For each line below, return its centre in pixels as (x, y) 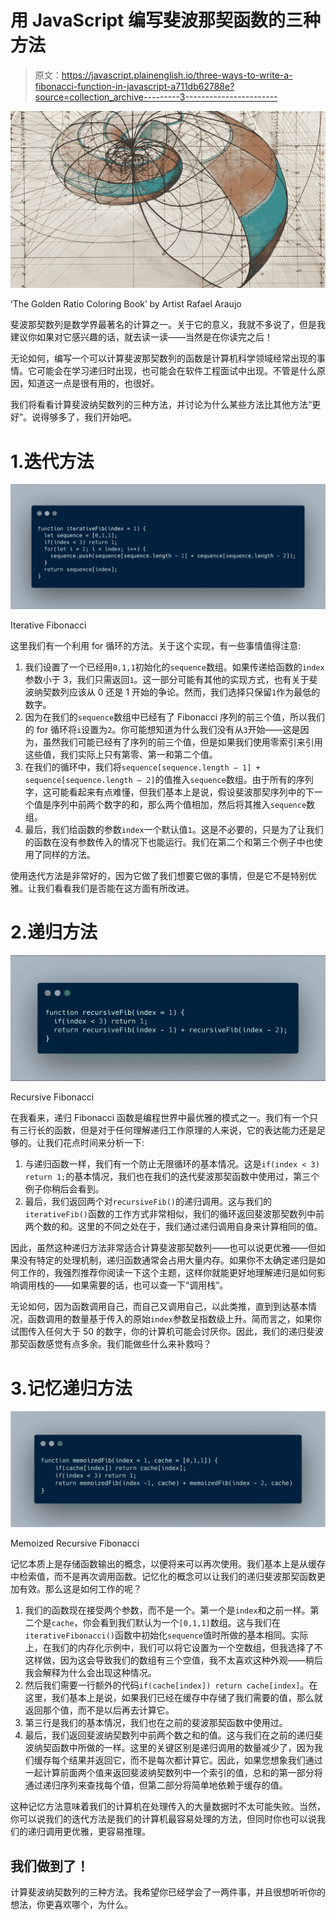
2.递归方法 (54, 932)
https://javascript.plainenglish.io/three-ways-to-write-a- (177, 75)
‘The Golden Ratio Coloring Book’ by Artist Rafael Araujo (126, 304)
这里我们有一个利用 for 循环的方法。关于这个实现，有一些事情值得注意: (156, 646)
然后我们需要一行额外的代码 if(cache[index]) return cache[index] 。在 (171, 1685)
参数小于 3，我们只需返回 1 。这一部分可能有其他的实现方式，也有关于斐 (171, 680)
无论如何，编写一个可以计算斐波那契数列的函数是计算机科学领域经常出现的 (163, 358)
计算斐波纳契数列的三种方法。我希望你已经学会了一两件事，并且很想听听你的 (168, 1892)
